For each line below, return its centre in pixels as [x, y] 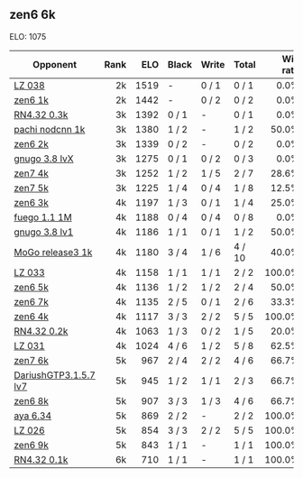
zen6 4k [32, 317]
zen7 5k [32, 188]
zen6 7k [32, 301]
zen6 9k [32, 445]
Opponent [55, 64]
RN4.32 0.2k [41, 331]
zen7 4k [32, 173]
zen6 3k [32, 202]
